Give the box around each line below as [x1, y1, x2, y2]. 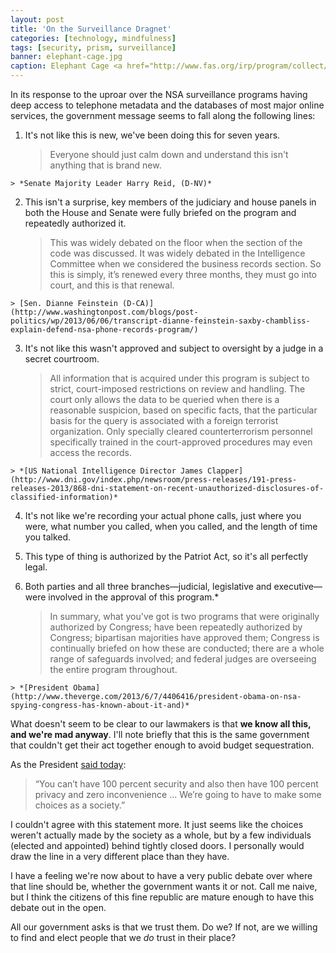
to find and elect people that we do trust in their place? [10, 932, 237, 943]
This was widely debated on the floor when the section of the [49, 237, 303, 248]
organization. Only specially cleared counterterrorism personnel [49, 426, 313, 437]
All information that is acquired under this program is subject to [49, 372, 310, 384]
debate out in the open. [10, 902, 107, 913]
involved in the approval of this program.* [48, 591, 220, 603]
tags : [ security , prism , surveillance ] [10, 42, 177, 53]
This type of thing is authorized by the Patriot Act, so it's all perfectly [24, 551, 309, 562]
